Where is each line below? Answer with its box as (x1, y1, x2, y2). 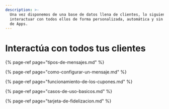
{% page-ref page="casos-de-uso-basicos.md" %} (5, 88, 113, 94)
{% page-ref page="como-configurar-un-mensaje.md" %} (5, 69, 127, 75)
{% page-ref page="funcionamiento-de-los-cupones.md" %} (5, 78, 133, 85)
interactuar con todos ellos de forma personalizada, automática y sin (10, 16, 163, 21)
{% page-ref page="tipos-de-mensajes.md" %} (5, 59, 105, 65)
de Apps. (10, 21, 28, 26)
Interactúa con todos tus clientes (5, 43, 146, 54)
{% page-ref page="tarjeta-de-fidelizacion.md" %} (5, 98, 112, 104)
